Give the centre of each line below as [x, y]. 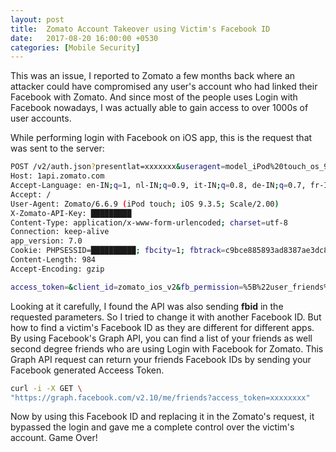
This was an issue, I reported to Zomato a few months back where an [153, 76]
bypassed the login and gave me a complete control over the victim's [152, 427]
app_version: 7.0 [46, 241]
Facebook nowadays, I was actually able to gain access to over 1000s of [159, 108]
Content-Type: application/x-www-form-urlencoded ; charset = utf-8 [149, 222]
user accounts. [41, 118]
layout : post [37, 19]
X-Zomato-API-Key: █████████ [71, 213]
